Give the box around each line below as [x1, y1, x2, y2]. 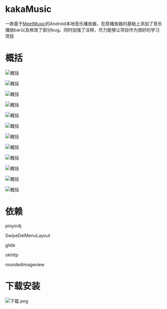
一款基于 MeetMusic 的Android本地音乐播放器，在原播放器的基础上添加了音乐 [5, 20, 163, 26]
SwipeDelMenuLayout [5, 232, 50, 238]
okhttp [5, 252, 19, 258]
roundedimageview [5, 261, 45, 268]
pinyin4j [5, 223, 21, 229]
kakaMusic [5, 3, 52, 15]
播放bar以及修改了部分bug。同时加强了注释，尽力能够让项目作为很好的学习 [5, 26, 160, 33]
